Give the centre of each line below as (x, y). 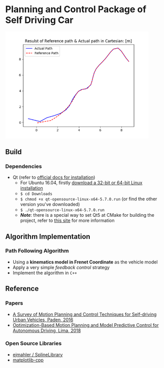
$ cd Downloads (36, 194)
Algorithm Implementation (48, 236)
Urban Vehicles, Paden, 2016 (43, 320)
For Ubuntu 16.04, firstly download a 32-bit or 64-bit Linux (81, 183)
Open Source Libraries (34, 344)
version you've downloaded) (50, 205)
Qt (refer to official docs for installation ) (54, 177)
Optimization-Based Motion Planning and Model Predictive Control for (86, 325)
